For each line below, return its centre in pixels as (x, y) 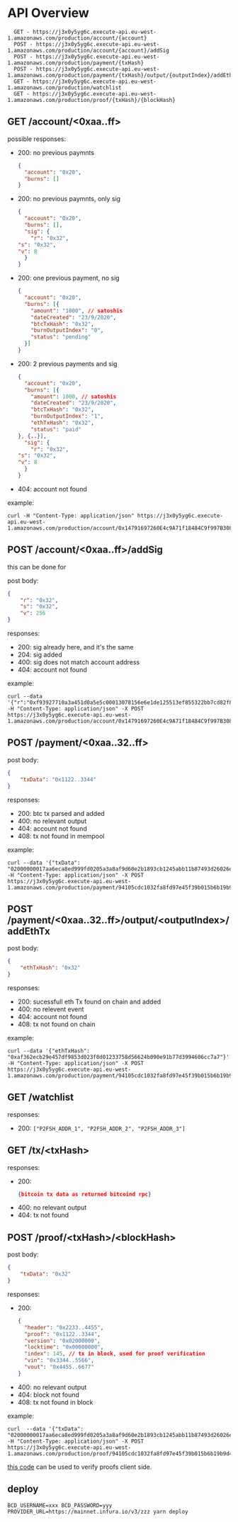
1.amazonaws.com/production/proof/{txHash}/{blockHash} (91, 100)
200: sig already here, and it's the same (75, 647)
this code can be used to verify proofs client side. (80, 1467)
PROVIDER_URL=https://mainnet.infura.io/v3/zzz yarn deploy (98, 1511)
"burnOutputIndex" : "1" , (67, 416)
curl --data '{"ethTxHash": (49, 1051)
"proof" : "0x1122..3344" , (62, 1334)
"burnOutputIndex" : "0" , (67, 331)
